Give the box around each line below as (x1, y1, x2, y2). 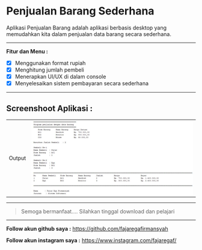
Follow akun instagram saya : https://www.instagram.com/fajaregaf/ (6, 237, 177, 244)
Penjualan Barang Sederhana (6, 4, 155, 18)
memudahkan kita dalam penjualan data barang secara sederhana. (6, 30, 171, 37)
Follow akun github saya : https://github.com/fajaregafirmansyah (6, 225, 168, 233)
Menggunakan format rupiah (14, 59, 86, 67)
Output (8, 154, 26, 162)
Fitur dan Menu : (6, 47, 48, 55)
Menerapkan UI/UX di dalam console (14, 73, 106, 81)
